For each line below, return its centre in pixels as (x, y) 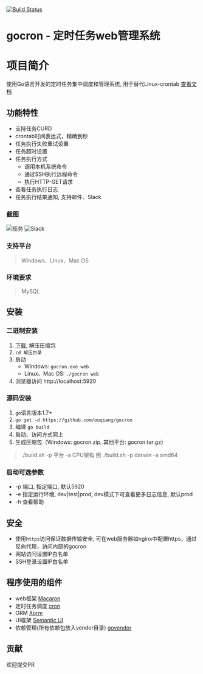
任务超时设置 (31, 151)
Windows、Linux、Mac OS (55, 260)
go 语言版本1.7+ (34, 412)
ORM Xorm (29, 613)
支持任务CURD (33, 128)
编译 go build (32, 427)
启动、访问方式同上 (39, 434)
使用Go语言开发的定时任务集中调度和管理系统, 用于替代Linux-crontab (93, 84)
